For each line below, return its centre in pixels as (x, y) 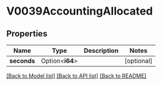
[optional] (138, 61)
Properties (27, 34)
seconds (22, 61)
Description (101, 51)
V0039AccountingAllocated (79, 11)
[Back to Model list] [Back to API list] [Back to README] (76, 76)
